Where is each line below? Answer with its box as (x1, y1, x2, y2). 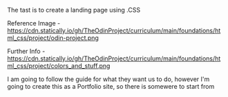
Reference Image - (7, 19, 61, 27)
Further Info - (7, 47, 46, 55)
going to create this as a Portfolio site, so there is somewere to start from (7, 83, 215, 90)
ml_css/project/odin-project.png (7, 34, 99, 42)
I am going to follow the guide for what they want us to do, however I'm (7, 75, 210, 83)
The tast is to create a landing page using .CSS (7, 6, 140, 14)
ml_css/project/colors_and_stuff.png (7, 62, 111, 69)
